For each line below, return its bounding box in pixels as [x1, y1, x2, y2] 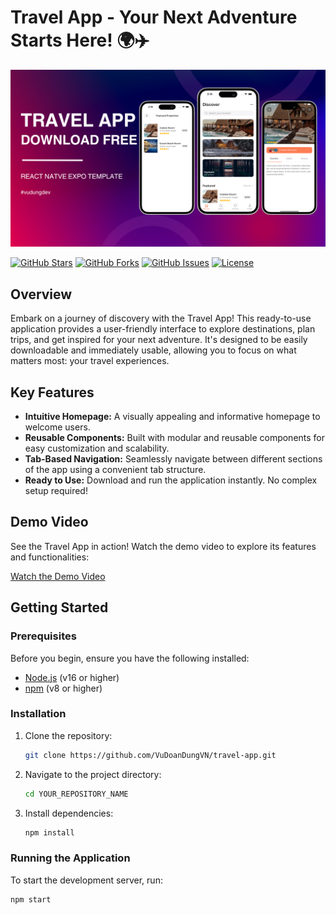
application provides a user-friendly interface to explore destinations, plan [10, 323, 316, 335]
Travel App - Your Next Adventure [10, 6, 298, 29]
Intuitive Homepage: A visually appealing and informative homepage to [24, 411, 321, 423]
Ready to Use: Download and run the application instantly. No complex [24, 474, 318, 486]
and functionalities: [10, 551, 90, 563]
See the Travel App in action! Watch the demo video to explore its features [10, 540, 317, 552]
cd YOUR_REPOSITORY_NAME [24, 789, 129, 799]
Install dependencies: [24, 807, 114, 819]
